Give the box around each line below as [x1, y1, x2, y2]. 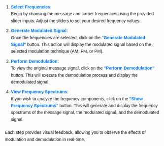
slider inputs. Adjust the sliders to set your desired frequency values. [11, 18, 141, 24]
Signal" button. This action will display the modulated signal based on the [11, 41, 152, 47]
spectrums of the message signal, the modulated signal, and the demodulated [11, 110, 159, 116]
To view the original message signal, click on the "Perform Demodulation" [11, 65, 155, 71]
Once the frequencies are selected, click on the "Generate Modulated [11, 35, 146, 40]
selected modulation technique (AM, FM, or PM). [11, 49, 104, 54]
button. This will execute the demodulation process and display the [11, 72, 138, 78]
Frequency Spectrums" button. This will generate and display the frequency [11, 103, 158, 109]
